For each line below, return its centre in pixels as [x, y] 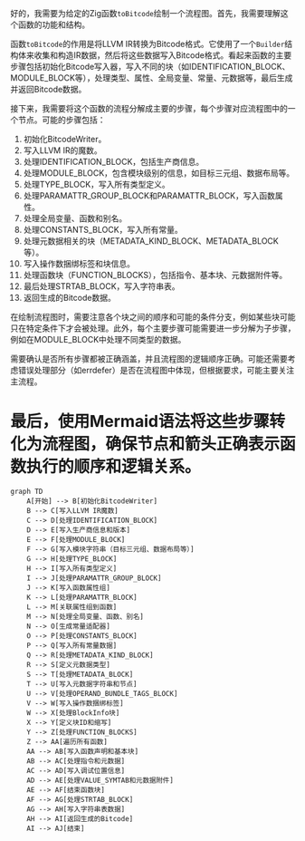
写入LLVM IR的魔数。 [62, 150]
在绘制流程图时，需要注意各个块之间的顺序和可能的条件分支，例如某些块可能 [153, 317]
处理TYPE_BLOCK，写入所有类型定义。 [96, 184]
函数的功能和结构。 [53, 24]
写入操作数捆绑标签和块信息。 [79, 264]
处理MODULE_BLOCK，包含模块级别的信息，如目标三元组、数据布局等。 [159, 173]
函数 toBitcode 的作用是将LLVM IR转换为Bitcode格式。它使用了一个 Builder [148, 44]
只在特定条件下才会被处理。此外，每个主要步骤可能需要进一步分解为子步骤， [153, 328]
